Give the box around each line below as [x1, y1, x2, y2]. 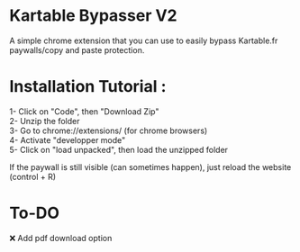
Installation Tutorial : [9, 76, 167, 97]
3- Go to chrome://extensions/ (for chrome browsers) [9, 125, 208, 136]
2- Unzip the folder [9, 115, 80, 126]
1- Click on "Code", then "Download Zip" [9, 105, 159, 117]
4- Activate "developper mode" [9, 134, 126, 145]
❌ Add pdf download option [9, 232, 113, 243]
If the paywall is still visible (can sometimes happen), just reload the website [9, 161, 292, 172]
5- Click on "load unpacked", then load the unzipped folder [9, 144, 228, 155]
